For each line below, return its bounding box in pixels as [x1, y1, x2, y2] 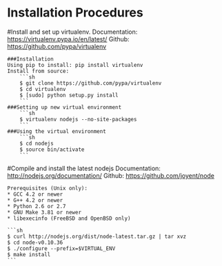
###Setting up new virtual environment [7, 103, 122, 111]
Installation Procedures [7, 5, 143, 21]
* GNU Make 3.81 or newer [7, 209, 81, 216]
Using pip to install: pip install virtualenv [7, 61, 143, 68]
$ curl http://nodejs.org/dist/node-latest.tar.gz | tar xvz [7, 233, 187, 240]
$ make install [7, 251, 51, 258]
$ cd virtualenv [19, 85, 67, 92]
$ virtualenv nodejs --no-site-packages [19, 116, 137, 123]
